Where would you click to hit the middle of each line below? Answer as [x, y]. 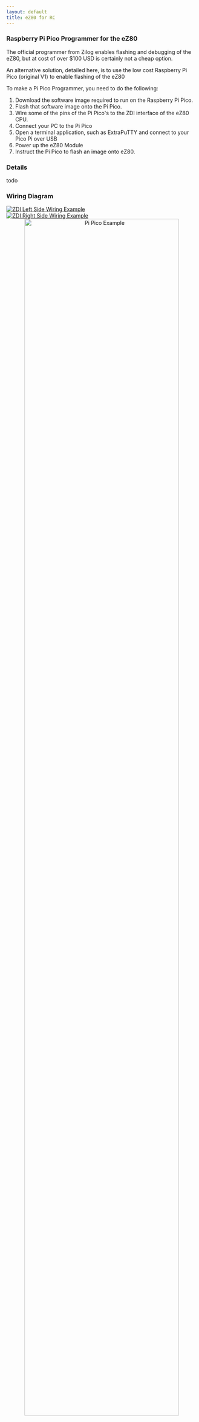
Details [17, 167]
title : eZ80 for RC [31, 18]
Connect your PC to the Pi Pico [54, 125]
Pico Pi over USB [36, 139]
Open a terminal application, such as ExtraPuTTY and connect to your [102, 132]
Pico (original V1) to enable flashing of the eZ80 [66, 76]
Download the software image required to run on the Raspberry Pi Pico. [104, 100]
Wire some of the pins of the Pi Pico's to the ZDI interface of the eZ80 [102, 113]
